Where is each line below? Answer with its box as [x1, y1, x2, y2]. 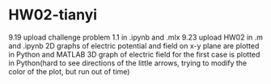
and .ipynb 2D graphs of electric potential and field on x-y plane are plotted [8, 40, 260, 50]
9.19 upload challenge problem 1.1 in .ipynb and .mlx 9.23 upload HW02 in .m [8, 32, 264, 42]
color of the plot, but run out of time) [8, 66, 130, 76]
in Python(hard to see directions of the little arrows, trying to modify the [8, 58, 248, 68]
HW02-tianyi [8, 6, 98, 24]
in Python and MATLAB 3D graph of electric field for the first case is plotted [8, 49, 260, 59]
